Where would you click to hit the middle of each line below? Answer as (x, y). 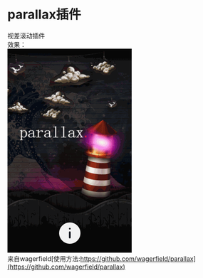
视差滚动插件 (26, 36)
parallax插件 (45, 15)
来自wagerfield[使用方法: (44, 258)
